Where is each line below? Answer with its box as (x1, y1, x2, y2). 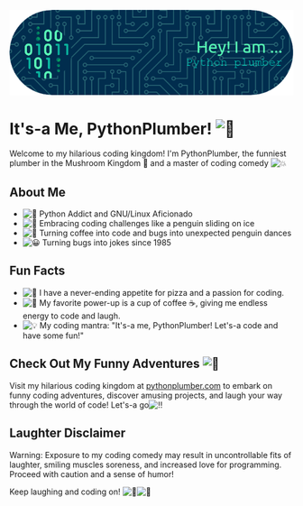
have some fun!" (22, 330, 84, 341)
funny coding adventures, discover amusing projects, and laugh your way (9, 390, 282, 400)
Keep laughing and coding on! (9, 486, 121, 497)
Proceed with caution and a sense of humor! (9, 468, 174, 479)
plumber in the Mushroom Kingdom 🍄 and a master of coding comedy (9, 158, 269, 169)
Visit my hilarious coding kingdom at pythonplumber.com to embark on (9, 380, 273, 391)
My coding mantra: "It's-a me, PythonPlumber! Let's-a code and (39, 319, 279, 330)
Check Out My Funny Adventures (9, 356, 200, 372)
